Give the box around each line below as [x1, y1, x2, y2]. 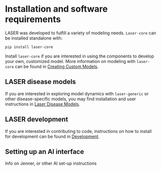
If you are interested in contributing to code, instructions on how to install [5, 128, 152, 134]
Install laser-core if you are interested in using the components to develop [5, 53, 154, 59]
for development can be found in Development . [5, 133, 100, 139]
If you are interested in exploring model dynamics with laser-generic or [5, 90, 149, 96]
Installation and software [5, 3, 108, 15]
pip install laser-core [5, 44, 54, 49]
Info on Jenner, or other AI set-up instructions [5, 160, 97, 167]
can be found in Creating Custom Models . [15, 64, 99, 69]
